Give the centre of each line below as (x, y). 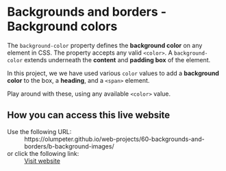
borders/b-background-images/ (69, 146)
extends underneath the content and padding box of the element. (117, 60)
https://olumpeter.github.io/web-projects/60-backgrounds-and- (114, 139)
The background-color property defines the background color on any (105, 45)
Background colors (62, 26)
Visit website (42, 161)
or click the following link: (43, 153)
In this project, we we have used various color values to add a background (113, 73)
